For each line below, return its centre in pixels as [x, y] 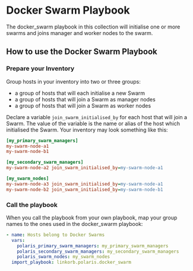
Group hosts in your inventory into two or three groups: [74, 81]
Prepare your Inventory [40, 69]
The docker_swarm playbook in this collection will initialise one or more [93, 27]
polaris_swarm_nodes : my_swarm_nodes [64, 257]
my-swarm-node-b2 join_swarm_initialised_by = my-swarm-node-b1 [85, 189]
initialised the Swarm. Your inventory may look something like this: [87, 130]
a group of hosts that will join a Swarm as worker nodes [83, 106]
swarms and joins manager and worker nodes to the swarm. [80, 33]
